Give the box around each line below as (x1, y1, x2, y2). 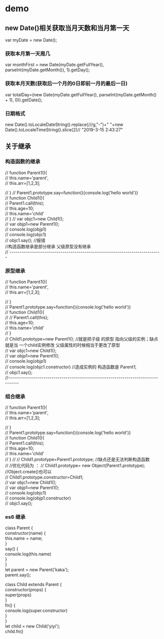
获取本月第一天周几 (5, 50, 50, 57)
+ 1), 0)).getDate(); (5, 97, 43, 103)
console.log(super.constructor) (5, 608, 68, 613)
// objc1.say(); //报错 (5, 237, 46, 243)
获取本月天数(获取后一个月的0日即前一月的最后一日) (5, 80, 128, 87)
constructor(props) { (5, 587, 47, 593)
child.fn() (5, 629, 23, 635)
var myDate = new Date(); (5, 37, 57, 43)
